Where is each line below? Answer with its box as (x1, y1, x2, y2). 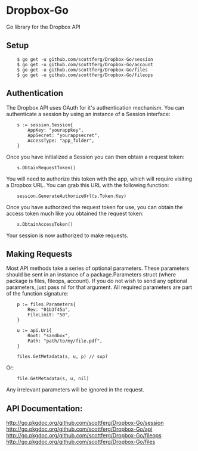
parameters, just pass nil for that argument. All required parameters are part (6, 284, 193, 291)
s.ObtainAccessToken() (17, 221, 73, 227)
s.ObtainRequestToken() (17, 164, 76, 170)
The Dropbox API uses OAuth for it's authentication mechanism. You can (6, 104, 185, 111)
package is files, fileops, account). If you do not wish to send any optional (6, 278, 188, 285)
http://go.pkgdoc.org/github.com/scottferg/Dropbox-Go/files (6, 438, 156, 446)
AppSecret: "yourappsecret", (27, 132, 100, 138)
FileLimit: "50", (27, 312, 70, 318)
